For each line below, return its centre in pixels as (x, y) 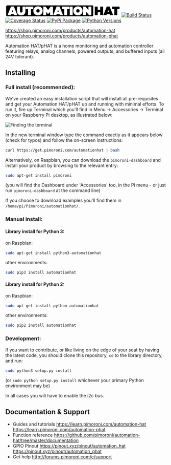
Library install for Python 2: (35, 284)
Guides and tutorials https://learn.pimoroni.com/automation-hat (79, 424)
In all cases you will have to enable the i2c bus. (55, 396)
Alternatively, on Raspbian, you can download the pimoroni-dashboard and (83, 160)
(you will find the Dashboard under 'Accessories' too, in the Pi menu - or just (86, 185)
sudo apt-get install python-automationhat (52, 306)
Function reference (33, 435)
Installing (20, 73)
